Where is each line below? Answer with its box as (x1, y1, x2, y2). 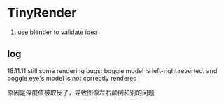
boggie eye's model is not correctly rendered (7, 74, 138, 82)
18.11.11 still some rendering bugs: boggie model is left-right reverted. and (7, 66, 218, 74)
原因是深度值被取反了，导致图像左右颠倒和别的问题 (7, 88, 155, 97)
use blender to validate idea (17, 28, 98, 36)
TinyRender (7, 5, 77, 21)
